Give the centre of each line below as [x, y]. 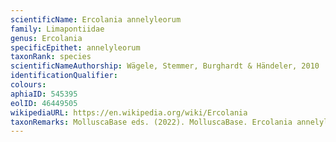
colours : [28, 85]
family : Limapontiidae [57, 29]
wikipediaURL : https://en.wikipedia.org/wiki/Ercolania [129, 112]
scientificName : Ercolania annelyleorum [96, 19]
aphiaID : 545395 [44, 94]
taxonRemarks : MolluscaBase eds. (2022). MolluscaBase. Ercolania [151, 122]
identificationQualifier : [64, 76]
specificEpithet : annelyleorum [75, 47]
